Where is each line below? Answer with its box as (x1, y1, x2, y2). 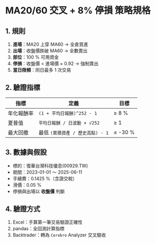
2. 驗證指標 (5, 83, 40, 92)
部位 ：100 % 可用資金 (12, 54, 59, 60)
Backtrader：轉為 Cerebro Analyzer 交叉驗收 (12, 232, 106, 238)
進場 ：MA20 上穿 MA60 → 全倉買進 (12, 42, 88, 47)
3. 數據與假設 (5, 148, 47, 157)
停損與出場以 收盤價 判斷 (12, 188, 65, 194)
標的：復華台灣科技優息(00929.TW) (12, 163, 88, 169)
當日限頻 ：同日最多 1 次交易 (12, 67, 72, 73)
